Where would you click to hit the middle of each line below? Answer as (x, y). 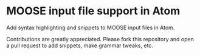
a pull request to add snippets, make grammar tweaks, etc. (80, 45)
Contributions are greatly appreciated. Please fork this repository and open (100, 39)
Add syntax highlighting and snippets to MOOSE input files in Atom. (91, 27)
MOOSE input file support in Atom (93, 11)
